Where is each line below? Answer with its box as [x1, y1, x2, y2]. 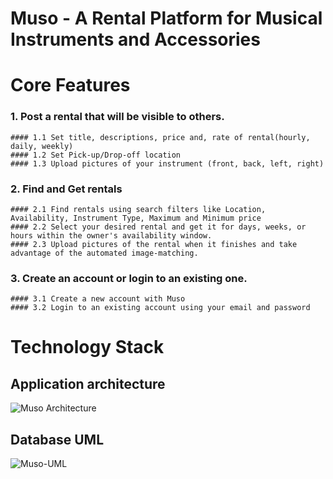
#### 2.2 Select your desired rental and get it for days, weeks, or [10, 222, 307, 232]
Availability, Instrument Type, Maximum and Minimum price [10, 213, 262, 223]
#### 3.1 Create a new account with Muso [10, 294, 186, 304]
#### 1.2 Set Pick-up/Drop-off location [10, 150, 182, 160]
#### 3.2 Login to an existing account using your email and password [10, 303, 311, 313]
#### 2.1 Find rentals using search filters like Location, [10, 204, 267, 214]
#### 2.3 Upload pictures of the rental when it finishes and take [10, 239, 298, 249]
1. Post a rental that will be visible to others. [10, 110, 225, 124]
